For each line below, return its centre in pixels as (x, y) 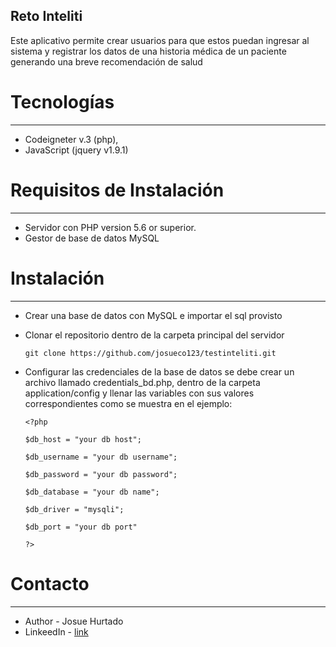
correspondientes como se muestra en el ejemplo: (128, 403)
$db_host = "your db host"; (83, 439)
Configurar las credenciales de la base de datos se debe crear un (159, 371)
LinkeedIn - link (56, 631)
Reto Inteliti (46, 16)
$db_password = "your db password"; (101, 474)
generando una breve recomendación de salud (106, 61)
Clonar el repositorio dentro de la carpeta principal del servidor (154, 335)
